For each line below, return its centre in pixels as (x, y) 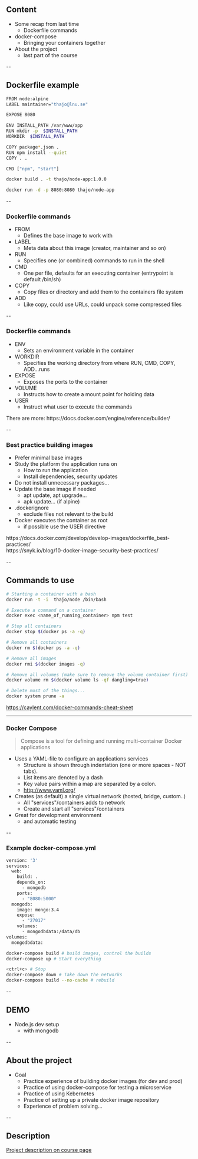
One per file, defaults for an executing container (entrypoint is (98, 273)
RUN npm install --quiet (37, 153)
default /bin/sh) (42, 279)
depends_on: (31, 883)
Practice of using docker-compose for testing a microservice (98, 1087)
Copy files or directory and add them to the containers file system (103, 292)
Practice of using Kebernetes (59, 1094)
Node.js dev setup (37, 1024)
